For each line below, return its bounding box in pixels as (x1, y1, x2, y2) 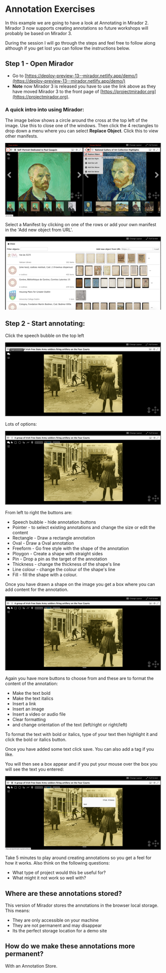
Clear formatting (12, 716, 46, 722)
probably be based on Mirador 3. (5, 30, 73, 36)
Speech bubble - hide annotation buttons (12, 519, 96, 525)
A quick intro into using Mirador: (5, 106, 84, 113)
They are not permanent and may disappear (12, 922, 102, 928)
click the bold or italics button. (5, 736, 67, 742)
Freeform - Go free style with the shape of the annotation (12, 545, 129, 551)
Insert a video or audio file (12, 711, 66, 717)
